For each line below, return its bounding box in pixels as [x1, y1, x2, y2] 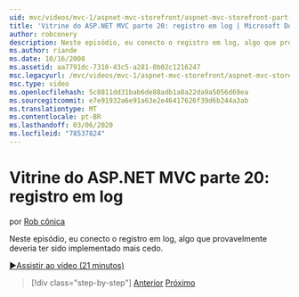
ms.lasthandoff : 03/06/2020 [9, 121, 114, 130]
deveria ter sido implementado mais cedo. [9, 243, 164, 253]
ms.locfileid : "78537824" [9, 129, 105, 138]
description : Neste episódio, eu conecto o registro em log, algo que [9, 37, 277, 47]
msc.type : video [9, 79, 69, 88]
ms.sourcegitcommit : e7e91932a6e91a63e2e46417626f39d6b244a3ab [9, 95, 249, 105]
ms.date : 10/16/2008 [9, 54, 86, 63]
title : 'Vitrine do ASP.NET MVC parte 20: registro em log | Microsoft [9, 21, 280, 30]
